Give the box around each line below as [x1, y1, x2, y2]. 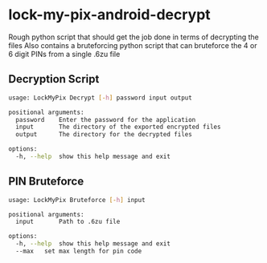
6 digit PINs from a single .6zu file [8, 49, 121, 59]
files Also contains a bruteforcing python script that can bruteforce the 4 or [8, 40, 257, 50]
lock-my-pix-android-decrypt [8, 6, 211, 24]
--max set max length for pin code [15, 247, 142, 256]
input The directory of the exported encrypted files [15, 123, 221, 131]
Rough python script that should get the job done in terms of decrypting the [8, 32, 259, 42]
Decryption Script [8, 72, 100, 86]
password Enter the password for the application [15, 115, 196, 123]
